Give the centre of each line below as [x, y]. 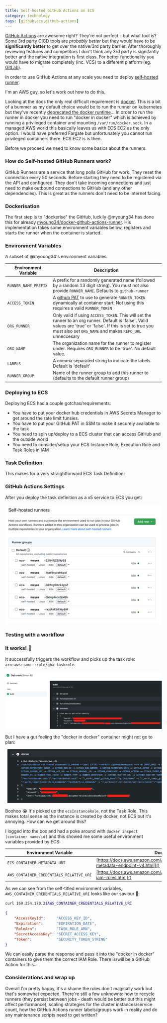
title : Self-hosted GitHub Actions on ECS [50, 10]
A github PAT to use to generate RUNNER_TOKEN [99, 298]
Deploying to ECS [27, 392]
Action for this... [22, 965]
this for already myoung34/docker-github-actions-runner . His [68, 222]
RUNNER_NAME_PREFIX [27, 286]
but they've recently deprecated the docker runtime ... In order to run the [79, 112]
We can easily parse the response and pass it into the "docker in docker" [80, 954]
